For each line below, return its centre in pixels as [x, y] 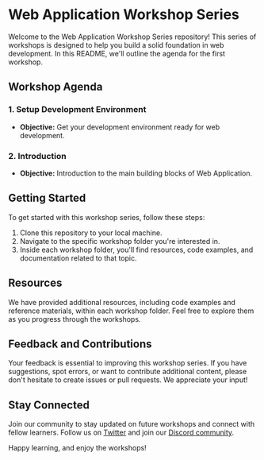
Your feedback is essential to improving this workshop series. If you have [128, 363]
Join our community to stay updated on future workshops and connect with [132, 424]
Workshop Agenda [55, 87]
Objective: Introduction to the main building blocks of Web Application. [136, 173]
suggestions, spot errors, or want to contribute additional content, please [128, 372]
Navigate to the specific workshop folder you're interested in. [120, 241]
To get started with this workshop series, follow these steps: [107, 217]
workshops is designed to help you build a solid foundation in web [116, 44]
